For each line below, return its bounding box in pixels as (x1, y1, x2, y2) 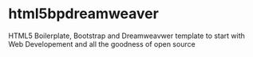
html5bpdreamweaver (8, 5, 160, 23)
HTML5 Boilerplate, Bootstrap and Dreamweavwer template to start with (8, 31, 246, 40)
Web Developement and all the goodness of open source (8, 39, 196, 48)
